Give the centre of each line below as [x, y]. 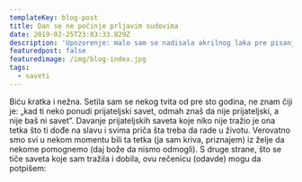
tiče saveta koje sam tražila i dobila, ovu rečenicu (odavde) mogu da [135, 159]
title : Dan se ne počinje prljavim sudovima [94, 26]
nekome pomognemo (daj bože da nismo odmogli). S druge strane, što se [145, 149]
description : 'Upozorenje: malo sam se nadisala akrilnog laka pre [138, 43]
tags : [19, 68]
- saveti [34, 76]
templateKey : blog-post [54, 17]
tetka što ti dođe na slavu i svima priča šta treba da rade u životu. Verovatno [150, 130]
